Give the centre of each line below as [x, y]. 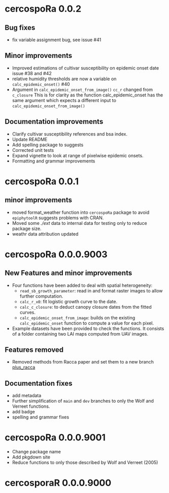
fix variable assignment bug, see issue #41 [57, 40]
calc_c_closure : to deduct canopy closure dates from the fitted [86, 307]
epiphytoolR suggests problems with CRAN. [58, 218]
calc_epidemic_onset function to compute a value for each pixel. [87, 323]
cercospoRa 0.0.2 [43, 9]
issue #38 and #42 [32, 73]
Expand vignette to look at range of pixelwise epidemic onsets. [78, 155]
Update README [30, 139]
